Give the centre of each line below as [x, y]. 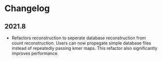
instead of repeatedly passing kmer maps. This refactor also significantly [84, 48]
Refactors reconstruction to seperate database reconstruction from [79, 38]
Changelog [27, 8]
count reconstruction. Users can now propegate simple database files [81, 43]
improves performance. [35, 53]
